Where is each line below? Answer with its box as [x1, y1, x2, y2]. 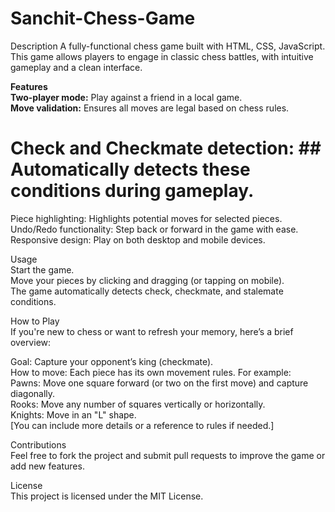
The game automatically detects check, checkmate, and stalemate [10, 285, 284, 297]
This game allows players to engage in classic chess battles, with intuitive [10, 50, 314, 62]
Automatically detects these [10, 158, 251, 181]
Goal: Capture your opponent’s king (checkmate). [10, 355, 214, 367]
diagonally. [10, 387, 56, 399]
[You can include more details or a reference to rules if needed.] [10, 419, 275, 431]
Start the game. [10, 263, 75, 276]
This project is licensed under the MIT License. [10, 490, 204, 502]
